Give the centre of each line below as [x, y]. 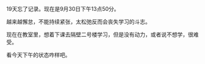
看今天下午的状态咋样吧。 [38, 55]
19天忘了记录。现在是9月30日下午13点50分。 [63, 9]
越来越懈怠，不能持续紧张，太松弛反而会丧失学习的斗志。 [78, 22]
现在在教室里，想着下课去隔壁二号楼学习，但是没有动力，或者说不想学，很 [100, 34]
